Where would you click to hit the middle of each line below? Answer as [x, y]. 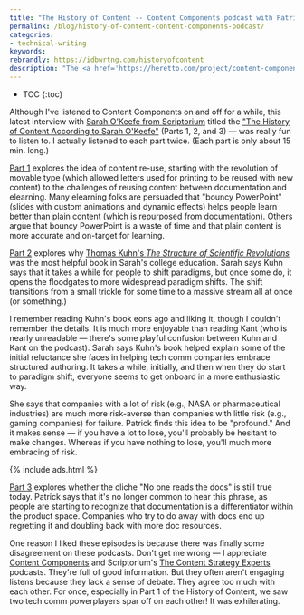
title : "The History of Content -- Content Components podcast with [141, 18]
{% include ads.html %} [53, 469]
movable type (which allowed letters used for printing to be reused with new [152, 177]
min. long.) [29, 150]
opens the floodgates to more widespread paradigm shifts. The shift [136, 281]
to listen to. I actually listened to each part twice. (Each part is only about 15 [150, 141]
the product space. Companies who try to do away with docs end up [137, 516]
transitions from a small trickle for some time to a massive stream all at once [151, 291]
